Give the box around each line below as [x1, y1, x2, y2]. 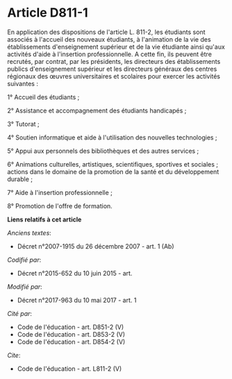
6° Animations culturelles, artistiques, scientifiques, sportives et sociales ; [7, 160, 219, 168]
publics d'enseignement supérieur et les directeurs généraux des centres [7, 65, 217, 73]
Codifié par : [7, 255, 42, 264]
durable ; [7, 175, 33, 183]
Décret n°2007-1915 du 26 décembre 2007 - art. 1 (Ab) [17, 242, 174, 251]
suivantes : [7, 79, 38, 87]
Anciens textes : [7, 228, 52, 237]
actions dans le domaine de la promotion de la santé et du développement [7, 167, 219, 176]
